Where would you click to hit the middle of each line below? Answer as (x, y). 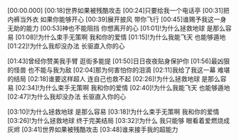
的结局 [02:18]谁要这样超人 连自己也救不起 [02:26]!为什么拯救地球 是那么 (114, 79)
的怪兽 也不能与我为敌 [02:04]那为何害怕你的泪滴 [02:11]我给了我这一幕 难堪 (119, 70)
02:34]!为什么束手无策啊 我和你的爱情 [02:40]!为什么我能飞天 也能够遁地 (124, 88)
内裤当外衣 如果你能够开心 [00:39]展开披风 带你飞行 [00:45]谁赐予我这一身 (117, 19)
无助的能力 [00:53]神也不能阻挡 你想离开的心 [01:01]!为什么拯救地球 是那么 (116, 28)
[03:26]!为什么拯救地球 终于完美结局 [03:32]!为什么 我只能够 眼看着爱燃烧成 (118, 120)
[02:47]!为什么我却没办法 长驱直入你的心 (67, 97)
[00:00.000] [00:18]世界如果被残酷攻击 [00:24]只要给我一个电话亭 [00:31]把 (118, 10)
